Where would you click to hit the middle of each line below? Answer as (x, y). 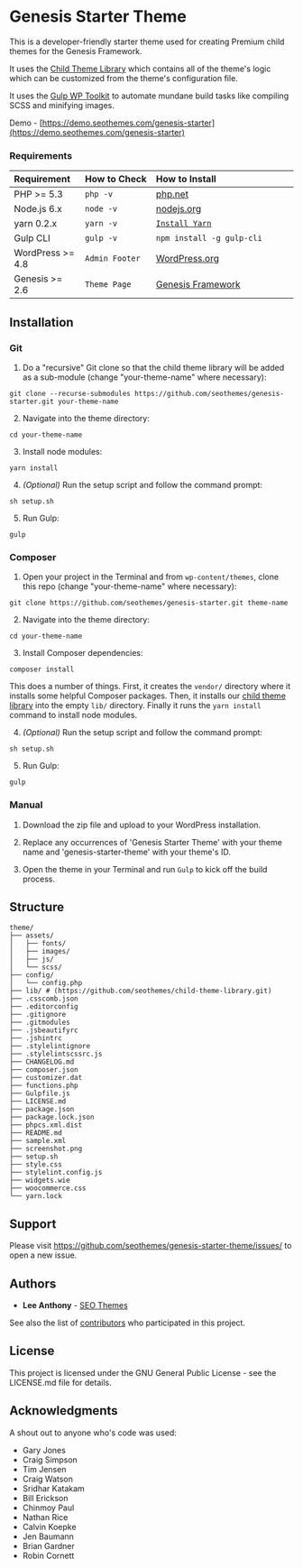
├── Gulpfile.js (40, 1093)
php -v (99, 194)
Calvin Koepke (49, 1526)
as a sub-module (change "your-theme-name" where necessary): (144, 377)
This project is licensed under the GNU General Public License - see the (143, 1372)
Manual (26, 805)
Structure (37, 907)
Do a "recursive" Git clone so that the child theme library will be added (153, 367)
